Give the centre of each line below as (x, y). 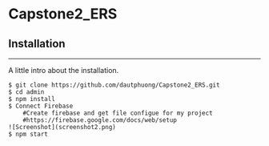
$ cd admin (26, 92)
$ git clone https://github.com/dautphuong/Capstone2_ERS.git (114, 85)
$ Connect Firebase (41, 106)
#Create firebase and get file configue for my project (118, 113)
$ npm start (28, 134)
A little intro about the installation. (64, 70)
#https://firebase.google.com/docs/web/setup (100, 120)
